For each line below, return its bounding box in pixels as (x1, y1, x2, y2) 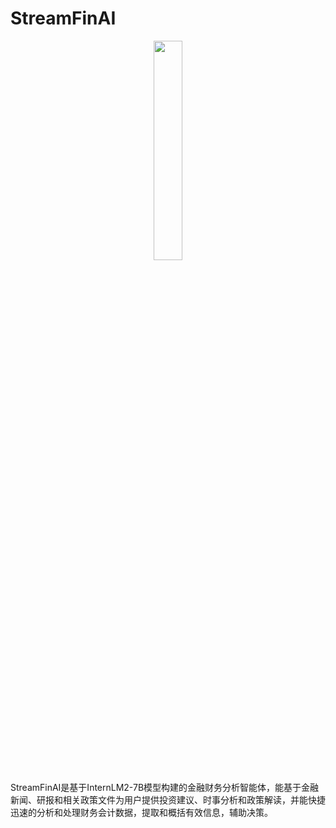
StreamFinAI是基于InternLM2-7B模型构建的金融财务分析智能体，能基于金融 (10, 781, 320, 793)
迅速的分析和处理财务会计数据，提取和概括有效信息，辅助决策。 (10, 806, 273, 818)
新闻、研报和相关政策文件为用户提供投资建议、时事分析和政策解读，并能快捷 (10, 793, 326, 806)
